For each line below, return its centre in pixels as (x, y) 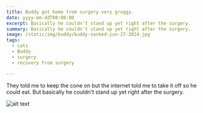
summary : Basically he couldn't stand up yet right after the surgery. (98, 29)
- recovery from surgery (43, 63)
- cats (20, 46)
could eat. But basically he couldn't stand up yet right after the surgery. (95, 92)
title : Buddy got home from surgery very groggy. (70, 12)
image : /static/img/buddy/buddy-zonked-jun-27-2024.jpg (78, 35)
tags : (13, 40)
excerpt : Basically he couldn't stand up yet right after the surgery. (98, 23)
